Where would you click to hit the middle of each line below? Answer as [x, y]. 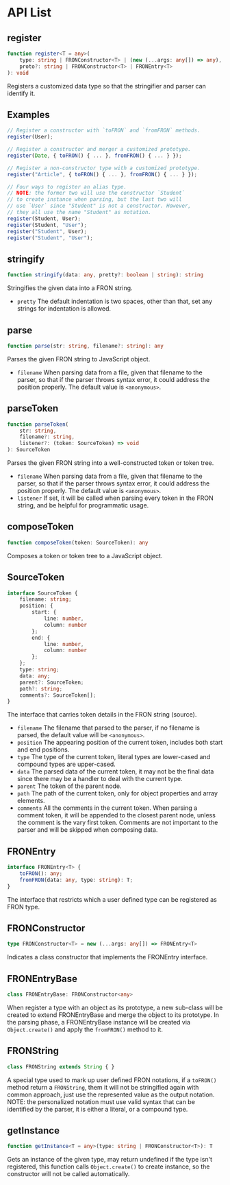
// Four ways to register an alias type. [67, 187]
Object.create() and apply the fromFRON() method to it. [85, 1029]
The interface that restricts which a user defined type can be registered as [112, 899]
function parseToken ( [38, 424]
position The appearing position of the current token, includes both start [120, 743]
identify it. [21, 93]
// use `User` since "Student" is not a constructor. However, [99, 206]
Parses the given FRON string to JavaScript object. [79, 359]
